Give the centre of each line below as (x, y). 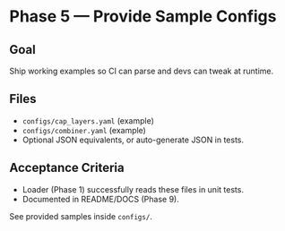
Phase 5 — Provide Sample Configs (143, 17)
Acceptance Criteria (67, 168)
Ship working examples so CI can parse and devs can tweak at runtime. (142, 71)
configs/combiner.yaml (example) (84, 130)
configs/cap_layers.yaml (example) (88, 120)
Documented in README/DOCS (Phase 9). (100, 199)
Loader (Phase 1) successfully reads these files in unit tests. (133, 189)
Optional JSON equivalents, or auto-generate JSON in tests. (133, 140)
